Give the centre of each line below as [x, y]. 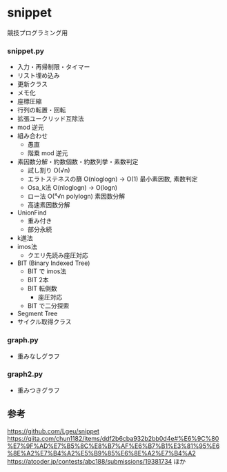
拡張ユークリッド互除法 [50, 119]
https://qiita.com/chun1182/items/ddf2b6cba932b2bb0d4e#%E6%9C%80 [113, 438]
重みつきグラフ [38, 390]
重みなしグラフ [38, 356]
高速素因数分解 [49, 205]
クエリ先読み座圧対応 [58, 255]
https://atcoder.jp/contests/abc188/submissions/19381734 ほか [97, 461]
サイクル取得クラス [44, 322]
